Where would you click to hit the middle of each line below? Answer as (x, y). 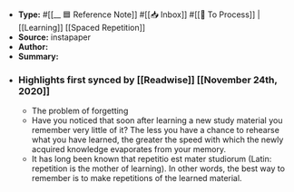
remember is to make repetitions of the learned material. (137, 178)
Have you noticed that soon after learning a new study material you (157, 120)
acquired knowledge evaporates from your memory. (129, 149)
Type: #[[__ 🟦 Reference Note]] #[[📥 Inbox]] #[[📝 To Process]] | (139, 14)
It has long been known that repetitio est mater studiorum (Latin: (152, 159)
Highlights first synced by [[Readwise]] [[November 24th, (147, 80)
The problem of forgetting (80, 111)
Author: (33, 47)
